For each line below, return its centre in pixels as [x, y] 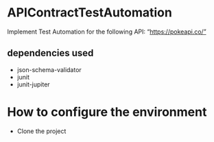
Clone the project [41, 131]
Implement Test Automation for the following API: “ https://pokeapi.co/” [107, 32]
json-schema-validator [49, 69]
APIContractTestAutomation [90, 13]
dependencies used [50, 53]
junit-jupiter [33, 84]
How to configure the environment [107, 112]
